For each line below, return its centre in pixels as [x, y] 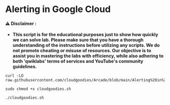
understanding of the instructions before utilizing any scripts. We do [86, 45]
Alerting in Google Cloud [58, 9]
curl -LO [14, 76]
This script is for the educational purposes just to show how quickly [85, 35]
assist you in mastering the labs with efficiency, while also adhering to [88, 56]
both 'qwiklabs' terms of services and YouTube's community [78, 61]
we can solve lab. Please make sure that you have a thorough [78, 40]
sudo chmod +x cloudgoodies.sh [38, 89]
